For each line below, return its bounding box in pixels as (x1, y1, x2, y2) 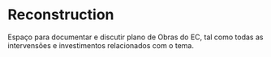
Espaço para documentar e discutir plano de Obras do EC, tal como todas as (7, 32, 264, 42)
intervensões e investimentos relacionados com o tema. (7, 40, 194, 50)
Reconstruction (7, 6, 114, 24)
